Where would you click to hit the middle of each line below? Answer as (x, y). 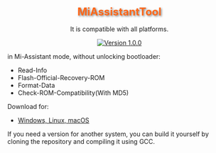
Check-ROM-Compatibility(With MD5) (73, 93)
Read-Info (32, 70)
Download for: (28, 106)
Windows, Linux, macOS (54, 120)
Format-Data (36, 85)
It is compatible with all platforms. (119, 29)
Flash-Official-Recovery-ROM (61, 77)
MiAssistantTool (119, 11)
